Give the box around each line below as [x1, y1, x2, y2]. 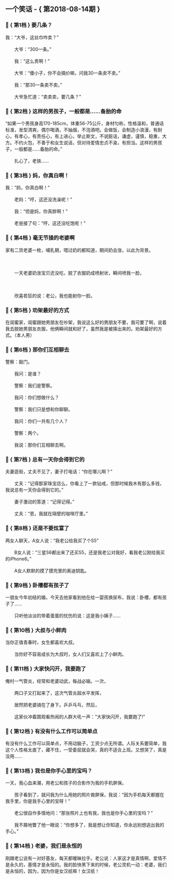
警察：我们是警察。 [14, 383, 55, 389]
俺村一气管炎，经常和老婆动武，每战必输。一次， [5, 678, 109, 684]
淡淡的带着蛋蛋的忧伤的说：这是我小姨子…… [27, 613, 121, 619]
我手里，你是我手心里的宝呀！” [5, 798, 71, 805]
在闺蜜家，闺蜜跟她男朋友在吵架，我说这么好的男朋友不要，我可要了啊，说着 [5, 319, 167, 325]
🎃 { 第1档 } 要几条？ [5, 22, 53, 29]
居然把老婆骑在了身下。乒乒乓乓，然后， [14, 701, 100, 708]
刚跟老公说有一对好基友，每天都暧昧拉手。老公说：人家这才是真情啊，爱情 [5, 855, 162, 861]
